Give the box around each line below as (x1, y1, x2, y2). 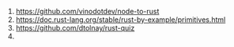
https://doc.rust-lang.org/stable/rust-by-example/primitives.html (15, 15, 226, 24)
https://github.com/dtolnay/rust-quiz (15, 23, 135, 32)
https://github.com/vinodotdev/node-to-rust (15, 7, 160, 16)
